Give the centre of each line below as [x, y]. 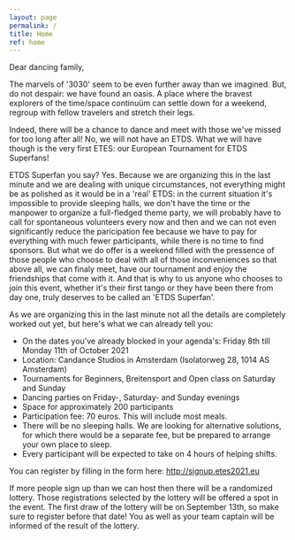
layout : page [33, 17]
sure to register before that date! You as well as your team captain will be [142, 517]
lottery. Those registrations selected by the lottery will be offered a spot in [144, 498]
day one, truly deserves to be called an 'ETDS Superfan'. [112, 297]
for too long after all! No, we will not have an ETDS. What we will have [136, 139]
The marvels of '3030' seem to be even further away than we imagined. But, [148, 84]
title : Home [31, 34]
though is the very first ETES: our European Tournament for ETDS [128, 149]
